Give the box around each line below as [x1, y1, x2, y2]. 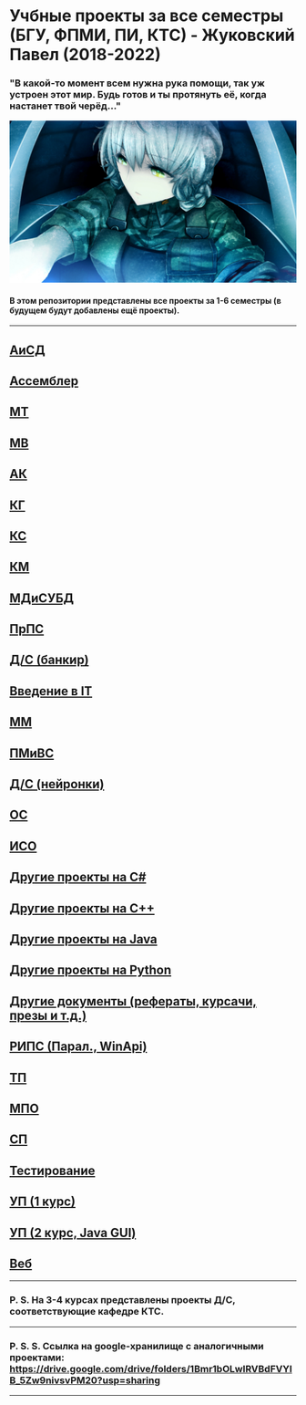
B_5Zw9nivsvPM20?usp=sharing [9, 1374, 161, 1387]
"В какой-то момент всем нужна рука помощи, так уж [9, 77, 266, 89]
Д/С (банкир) [9, 652, 89, 668]
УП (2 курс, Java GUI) [9, 1224, 137, 1241]
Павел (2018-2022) [9, 45, 161, 65]
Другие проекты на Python [9, 963, 172, 978]
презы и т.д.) [9, 1007, 87, 1023]
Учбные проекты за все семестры [9, 5, 284, 26]
